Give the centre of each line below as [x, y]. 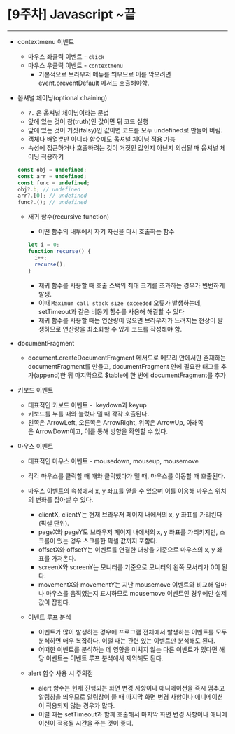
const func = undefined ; [54, 183]
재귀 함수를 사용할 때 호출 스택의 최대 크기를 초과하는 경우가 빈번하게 [131, 285]
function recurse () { [59, 252]
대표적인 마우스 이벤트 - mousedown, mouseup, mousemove [113, 461]
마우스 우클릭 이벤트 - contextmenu [76, 65]
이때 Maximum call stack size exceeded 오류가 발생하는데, [120, 303]
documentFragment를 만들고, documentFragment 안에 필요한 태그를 [123, 366]
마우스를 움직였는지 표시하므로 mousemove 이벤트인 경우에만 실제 [136, 593]
